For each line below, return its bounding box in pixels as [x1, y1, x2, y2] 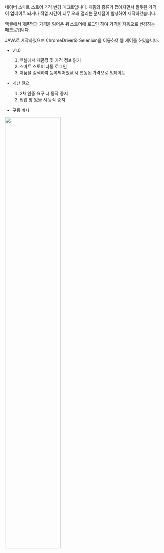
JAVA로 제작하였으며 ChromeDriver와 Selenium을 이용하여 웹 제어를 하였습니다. [5, 37, 159, 43]
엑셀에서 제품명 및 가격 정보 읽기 [19, 57, 81, 63]
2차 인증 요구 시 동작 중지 [19, 90, 68, 96]
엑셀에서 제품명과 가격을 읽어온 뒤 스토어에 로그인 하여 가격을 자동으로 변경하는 [5, 21, 156, 27]
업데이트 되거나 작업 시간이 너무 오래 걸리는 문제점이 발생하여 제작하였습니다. [10, 10, 157, 16]
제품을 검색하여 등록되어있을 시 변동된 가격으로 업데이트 [19, 70, 126, 75]
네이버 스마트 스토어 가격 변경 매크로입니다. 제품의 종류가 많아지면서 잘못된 [5, 4, 148, 10]
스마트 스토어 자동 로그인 [19, 63, 67, 69]
